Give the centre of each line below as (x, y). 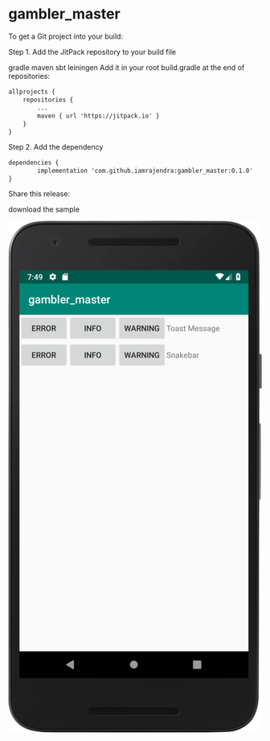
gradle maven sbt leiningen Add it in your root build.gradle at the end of (127, 67)
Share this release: (39, 193)
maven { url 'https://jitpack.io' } (98, 116)
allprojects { (32, 92)
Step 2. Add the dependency (56, 146)
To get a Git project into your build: (65, 36)
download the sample (44, 209)
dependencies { (34, 163)
